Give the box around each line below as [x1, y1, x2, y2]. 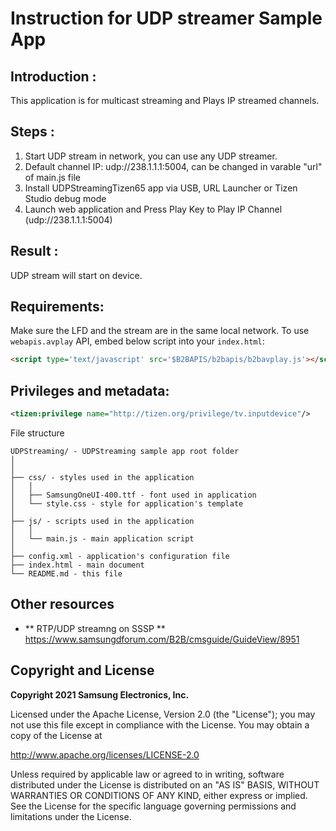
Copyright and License [10, 662, 155, 679]
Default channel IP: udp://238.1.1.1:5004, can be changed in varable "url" [24, 160, 323, 172]
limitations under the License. [10, 810, 132, 822]
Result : [10, 243, 59, 260]
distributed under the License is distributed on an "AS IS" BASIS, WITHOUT [10, 778, 320, 791]
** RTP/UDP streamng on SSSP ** [24, 622, 166, 634]
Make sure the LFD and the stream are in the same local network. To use [10, 325, 310, 337]
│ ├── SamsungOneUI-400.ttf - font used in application [10, 490, 257, 500]
